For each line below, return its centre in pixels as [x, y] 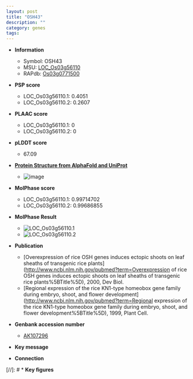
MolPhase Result [35, 217]
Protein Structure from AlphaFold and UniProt [71, 166]
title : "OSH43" [25, 17]
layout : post [22, 11]
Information [29, 50]
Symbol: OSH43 [43, 61]
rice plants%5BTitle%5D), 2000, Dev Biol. [73, 282]
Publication [29, 246]
